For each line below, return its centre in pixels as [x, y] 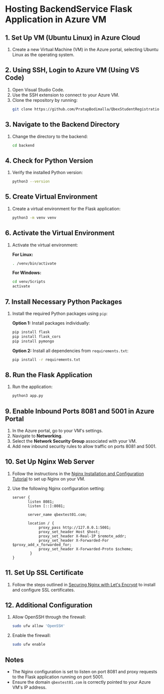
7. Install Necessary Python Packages [64, 302]
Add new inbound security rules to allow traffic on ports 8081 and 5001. [84, 446]
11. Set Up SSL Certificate [44, 573]
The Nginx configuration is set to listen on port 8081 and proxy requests [85, 672]
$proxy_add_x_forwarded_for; [42, 544]
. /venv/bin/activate [34, 263]
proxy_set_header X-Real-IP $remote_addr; [82, 536]
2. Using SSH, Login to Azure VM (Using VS [72, 70]
